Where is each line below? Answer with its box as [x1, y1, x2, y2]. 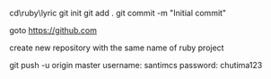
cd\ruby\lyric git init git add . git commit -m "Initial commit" [9, 8, 227, 18]
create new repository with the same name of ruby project [9, 42, 224, 53]
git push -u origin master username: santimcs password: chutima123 [9, 60, 263, 70]
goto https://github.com [9, 25, 97, 35]
